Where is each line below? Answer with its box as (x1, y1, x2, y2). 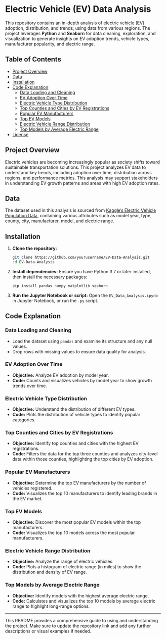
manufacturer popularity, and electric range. (5, 41, 95, 47)
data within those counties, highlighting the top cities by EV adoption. (12, 456, 154, 462)
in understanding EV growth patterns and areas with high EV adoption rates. (5, 180, 160, 186)
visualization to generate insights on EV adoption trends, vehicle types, (5, 36, 150, 42)
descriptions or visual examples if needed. (5, 628, 91, 634)
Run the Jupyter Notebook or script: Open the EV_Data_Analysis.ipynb (12, 292, 158, 298)
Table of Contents (5, 55, 62, 64)
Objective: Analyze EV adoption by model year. (12, 372, 109, 378)
